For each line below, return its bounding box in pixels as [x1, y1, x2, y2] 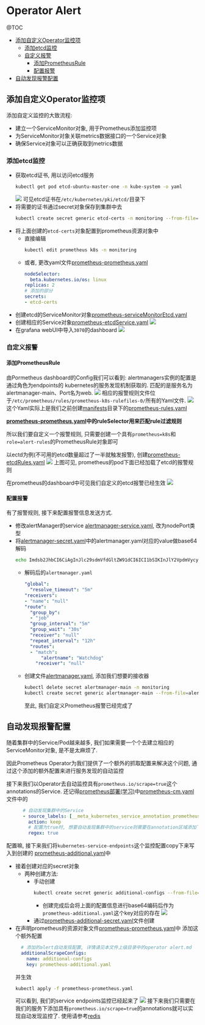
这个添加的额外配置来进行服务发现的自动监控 [11, 767, 124, 774]
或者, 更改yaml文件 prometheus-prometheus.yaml [24, 259, 148, 266]
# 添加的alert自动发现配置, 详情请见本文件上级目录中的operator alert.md [21, 944, 192, 951]
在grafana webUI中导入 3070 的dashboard [15, 326, 117, 333]
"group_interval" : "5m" [29, 620, 90, 627]
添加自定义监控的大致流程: [6, 111, 73, 119]
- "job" [29, 615, 50, 621]
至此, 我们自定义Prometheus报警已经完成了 [24, 702, 133, 709]
